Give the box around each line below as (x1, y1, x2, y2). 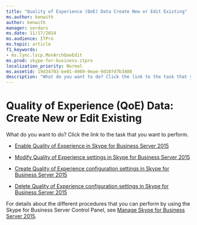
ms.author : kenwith (6, 14, 54, 20)
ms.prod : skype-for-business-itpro (6, 57, 93, 63)
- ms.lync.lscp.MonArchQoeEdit (6, 52, 83, 58)
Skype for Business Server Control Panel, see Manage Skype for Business (6, 206, 185, 214)
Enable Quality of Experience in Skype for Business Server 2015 (14, 142, 169, 149)
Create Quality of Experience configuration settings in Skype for (14, 165, 170, 172)
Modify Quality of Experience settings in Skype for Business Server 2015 (14, 154, 191, 161)
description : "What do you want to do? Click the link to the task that (6, 74, 188, 80)
